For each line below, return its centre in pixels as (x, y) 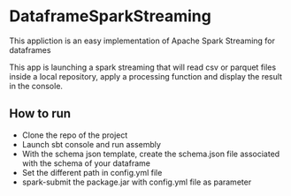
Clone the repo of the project (75, 135)
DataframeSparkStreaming (111, 16)
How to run (40, 113)
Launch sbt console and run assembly (92, 144)
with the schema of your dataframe (86, 163)
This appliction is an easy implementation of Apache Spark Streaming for (142, 41)
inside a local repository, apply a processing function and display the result (146, 76)
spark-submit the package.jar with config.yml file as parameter (137, 182)
